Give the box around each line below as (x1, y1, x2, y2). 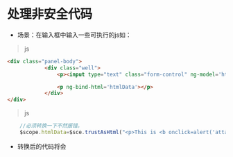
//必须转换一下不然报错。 (19, 122, 83, 129)
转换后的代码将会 (17, 142, 67, 150)
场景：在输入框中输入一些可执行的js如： (17, 31, 132, 39)
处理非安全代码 (7, 6, 93, 22)
